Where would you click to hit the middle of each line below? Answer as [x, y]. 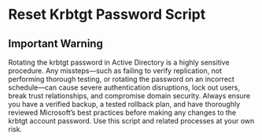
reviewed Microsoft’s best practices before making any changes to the [122, 112]
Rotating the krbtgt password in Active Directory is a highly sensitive [119, 62]
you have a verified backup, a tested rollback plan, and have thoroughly [124, 104]
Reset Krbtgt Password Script [107, 15]
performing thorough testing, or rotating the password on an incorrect [121, 79]
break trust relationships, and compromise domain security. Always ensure [129, 96]
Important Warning [56, 44]
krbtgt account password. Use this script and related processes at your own [131, 121]
